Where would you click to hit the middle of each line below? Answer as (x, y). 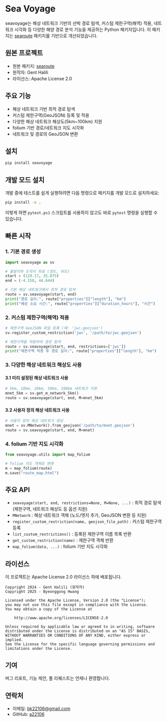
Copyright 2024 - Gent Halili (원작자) (45, 587)
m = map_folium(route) (29, 468)
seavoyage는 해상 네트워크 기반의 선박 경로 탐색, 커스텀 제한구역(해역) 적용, (79, 23)
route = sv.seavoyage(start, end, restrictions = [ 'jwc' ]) (66, 346)
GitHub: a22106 (28, 714)
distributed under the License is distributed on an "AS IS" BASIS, (78, 631)
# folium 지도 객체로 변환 (29, 464)
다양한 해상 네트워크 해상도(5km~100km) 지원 (57, 121)
